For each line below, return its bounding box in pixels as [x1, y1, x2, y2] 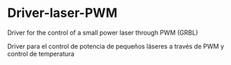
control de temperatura [7, 49, 75, 58]
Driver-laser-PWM [7, 5, 118, 21]
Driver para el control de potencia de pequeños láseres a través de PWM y [7, 42, 225, 50]
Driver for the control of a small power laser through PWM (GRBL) [7, 28, 199, 37]
